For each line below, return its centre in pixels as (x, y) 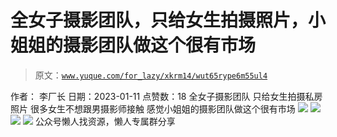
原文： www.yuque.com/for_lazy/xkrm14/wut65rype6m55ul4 (151, 75)
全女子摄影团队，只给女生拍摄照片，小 (168, 20)
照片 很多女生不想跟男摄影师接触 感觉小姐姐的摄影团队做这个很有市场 (153, 108)
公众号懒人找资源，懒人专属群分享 (105, 121)
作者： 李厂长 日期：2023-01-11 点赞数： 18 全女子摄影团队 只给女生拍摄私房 (166, 96)
